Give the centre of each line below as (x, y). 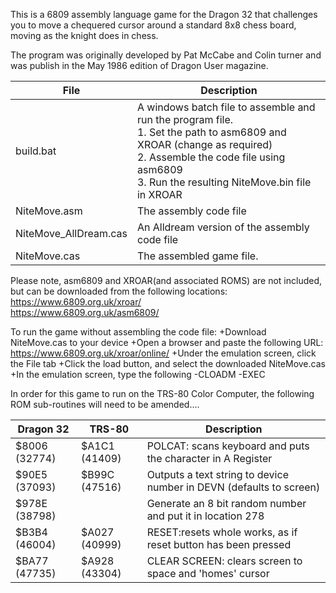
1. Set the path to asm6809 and (211, 132)
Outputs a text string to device (217, 474)
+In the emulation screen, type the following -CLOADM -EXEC (138, 374)
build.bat (36, 151)
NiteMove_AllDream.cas (71, 233)
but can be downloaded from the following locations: (119, 291)
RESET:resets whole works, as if (222, 532)
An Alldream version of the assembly (223, 227)
